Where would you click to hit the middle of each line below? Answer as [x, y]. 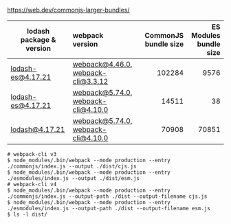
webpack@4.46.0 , [102, 64]
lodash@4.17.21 [38, 130]
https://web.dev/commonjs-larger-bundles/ [68, 10]
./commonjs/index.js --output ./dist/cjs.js [72, 166]
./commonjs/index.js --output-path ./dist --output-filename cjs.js [107, 197]
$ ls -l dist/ [27, 214]
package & [38, 40]
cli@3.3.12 [90, 81]
